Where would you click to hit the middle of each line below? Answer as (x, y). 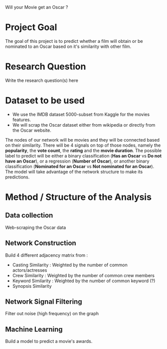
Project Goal (31, 27)
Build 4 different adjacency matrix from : (47, 255)
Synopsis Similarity (32, 286)
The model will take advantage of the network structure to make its (74, 172)
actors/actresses (30, 270)
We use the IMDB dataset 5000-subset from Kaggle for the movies (81, 114)
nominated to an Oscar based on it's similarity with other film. (68, 46)
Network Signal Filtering (44, 302)
